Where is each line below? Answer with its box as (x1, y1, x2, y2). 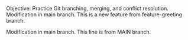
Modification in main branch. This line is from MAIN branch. (6, 28, 151, 35)
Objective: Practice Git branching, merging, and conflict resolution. (6, 5, 168, 12)
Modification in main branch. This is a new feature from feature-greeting (6, 11, 182, 18)
